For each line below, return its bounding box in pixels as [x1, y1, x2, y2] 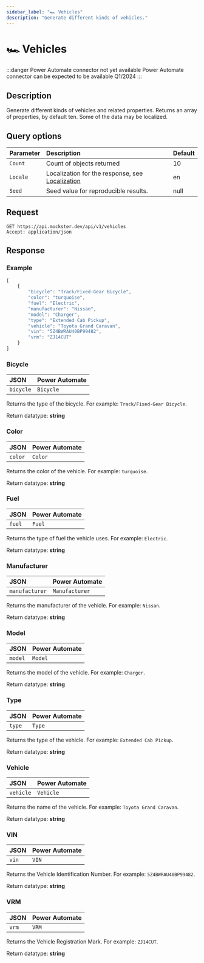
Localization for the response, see [46, 169, 143, 177]
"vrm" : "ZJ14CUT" [28, 334, 72, 340]
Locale [9, 174, 29, 181]
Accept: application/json [6, 229, 72, 235]
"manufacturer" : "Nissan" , [28, 306, 97, 312]
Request [6, 207, 39, 218]
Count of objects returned [46, 159, 120, 168]
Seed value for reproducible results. [46, 187, 148, 195]
